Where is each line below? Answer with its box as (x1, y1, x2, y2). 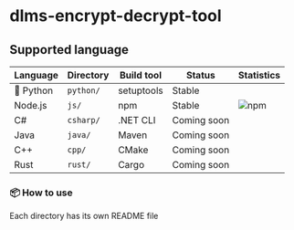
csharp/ (67, 115, 100, 125)
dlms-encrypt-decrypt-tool (9, 5, 222, 26)
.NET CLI (118, 114, 156, 126)
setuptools (118, 84, 164, 97)
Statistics (237, 69, 281, 81)
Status (185, 69, 216, 81)
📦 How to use (9, 186, 73, 199)
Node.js (14, 99, 47, 111)
